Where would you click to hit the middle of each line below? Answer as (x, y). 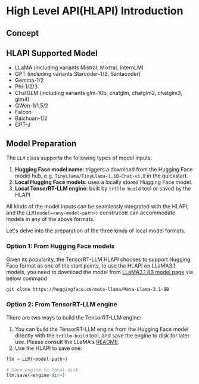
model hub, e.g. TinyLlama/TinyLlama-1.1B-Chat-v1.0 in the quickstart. (102, 176)
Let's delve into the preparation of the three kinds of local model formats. (96, 231)
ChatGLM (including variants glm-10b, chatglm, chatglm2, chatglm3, (99, 93)
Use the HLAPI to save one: (48, 348)
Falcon (23, 112)
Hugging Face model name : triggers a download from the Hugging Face (104, 170)
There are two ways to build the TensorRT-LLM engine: (74, 317)
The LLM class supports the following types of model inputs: (79, 158)
